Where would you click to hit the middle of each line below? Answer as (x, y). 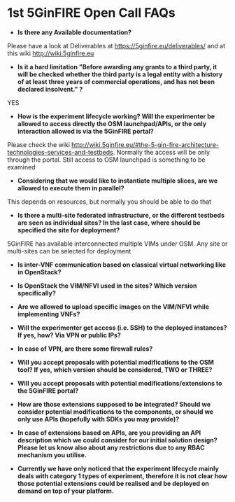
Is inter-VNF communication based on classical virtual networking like (121, 265)
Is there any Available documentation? (74, 32)
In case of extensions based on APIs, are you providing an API (109, 433)
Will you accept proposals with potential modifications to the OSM (116, 362)
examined (22, 167)
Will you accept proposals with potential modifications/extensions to (120, 383)
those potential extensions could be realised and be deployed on (113, 483)
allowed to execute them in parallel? (71, 188)
